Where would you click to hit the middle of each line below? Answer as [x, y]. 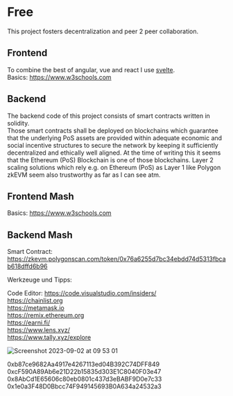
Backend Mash [40, 235]
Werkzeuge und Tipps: [40, 280]
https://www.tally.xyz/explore [49, 338]
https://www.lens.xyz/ [39, 330]
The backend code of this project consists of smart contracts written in [109, 116]
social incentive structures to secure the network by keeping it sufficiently [113, 145]
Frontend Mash [41, 196]
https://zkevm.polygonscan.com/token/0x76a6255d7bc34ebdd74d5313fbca [116, 259]
